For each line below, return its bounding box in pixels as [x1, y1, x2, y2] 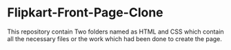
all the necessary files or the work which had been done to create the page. [7, 34, 223, 42]
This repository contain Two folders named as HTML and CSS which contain [7, 27, 224, 36]
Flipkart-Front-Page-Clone [7, 5, 163, 21]
